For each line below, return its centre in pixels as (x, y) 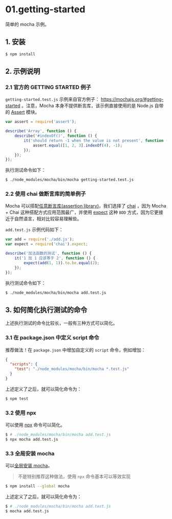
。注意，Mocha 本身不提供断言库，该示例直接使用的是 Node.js (87, 106)
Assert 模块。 (25, 112)
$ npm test (17, 399)
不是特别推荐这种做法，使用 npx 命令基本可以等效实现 (74, 476)
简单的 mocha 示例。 (27, 24)
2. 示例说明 (23, 71)
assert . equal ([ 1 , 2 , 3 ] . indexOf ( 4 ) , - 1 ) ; (78, 145)
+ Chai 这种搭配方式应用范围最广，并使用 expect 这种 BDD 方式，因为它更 (82, 212)
